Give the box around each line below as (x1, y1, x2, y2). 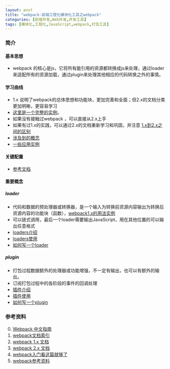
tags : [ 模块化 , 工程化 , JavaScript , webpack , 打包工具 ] (5, 21, 109, 27)
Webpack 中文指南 (12, 326, 52, 332)
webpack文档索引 (12, 332, 50, 338)
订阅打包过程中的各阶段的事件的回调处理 (12, 280, 97, 287)
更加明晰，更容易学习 (12, 103, 57, 109)
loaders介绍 (12, 230, 38, 236)
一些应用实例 (12, 141, 40, 147)
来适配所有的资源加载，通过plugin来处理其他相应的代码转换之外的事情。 (12, 72, 164, 78)
